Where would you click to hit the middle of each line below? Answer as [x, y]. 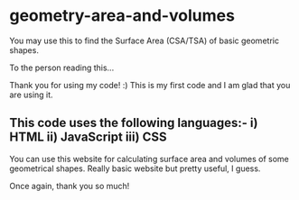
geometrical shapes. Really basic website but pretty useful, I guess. [135, 168]
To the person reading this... [62, 68]
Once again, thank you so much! [70, 186]
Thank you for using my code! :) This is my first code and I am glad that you [150, 85]
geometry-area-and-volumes [122, 16]
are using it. [31, 95]
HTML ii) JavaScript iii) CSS [88, 137]
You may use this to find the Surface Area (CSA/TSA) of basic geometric [145, 41]
